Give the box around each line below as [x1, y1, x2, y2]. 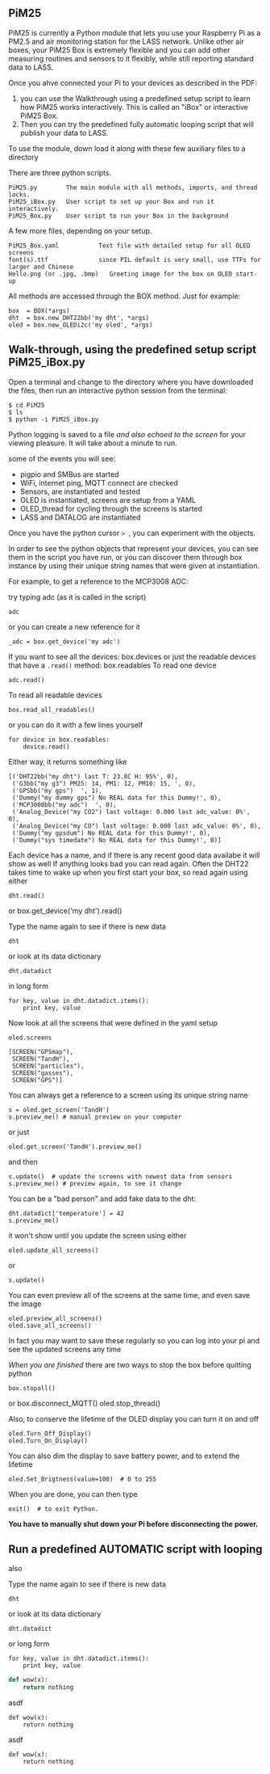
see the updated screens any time [8, 1344, 122, 1354]
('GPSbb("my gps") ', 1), [11, 786, 103, 794]
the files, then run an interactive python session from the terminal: [8, 386, 227, 395]
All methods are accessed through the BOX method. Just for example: [8, 291, 241, 301]
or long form [8, 1639, 50, 1649]
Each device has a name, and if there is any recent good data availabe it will [8, 850, 260, 860]
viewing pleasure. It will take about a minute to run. [8, 438, 177, 448]
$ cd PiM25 [8, 401, 45, 409]
